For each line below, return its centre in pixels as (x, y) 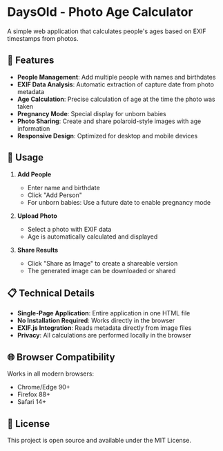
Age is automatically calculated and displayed (93, 237)
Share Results (38, 250)
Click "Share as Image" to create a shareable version (103, 263)
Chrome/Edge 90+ (43, 387)
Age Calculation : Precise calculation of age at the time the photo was (116, 99)
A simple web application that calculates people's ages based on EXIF (107, 31)
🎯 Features (31, 61)
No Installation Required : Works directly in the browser (96, 321)
